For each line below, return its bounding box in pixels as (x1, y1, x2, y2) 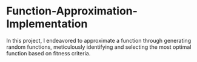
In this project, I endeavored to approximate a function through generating (6, 37, 192, 44)
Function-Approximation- (6, 4, 138, 18)
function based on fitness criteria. (6, 49, 91, 57)
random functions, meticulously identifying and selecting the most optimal (6, 43, 192, 51)
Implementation (6, 17, 88, 31)
